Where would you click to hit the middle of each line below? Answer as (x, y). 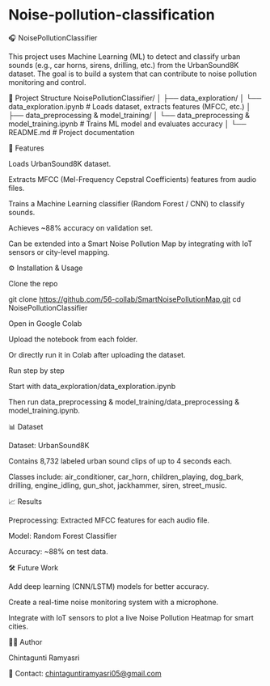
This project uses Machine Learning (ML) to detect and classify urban (124, 56)
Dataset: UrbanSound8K (49, 445)
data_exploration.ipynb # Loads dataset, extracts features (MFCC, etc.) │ (130, 106)
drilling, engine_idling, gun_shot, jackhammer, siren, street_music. (118, 485)
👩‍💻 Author (25, 642)
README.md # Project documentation (72, 132)
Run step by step (36, 371)
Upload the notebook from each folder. (73, 339)
